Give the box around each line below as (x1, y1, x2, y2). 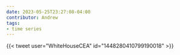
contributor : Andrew (6, 15, 59, 21)
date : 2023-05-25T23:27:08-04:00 (6, 8, 91, 15)
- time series (6, 25, 42, 32)
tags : (6, 20, 20, 26)
